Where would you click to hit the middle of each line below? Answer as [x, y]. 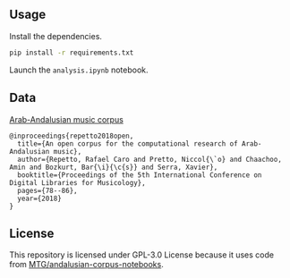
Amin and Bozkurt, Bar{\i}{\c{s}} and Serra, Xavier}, [114, 167]
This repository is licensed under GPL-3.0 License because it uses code [142, 255]
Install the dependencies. [56, 36]
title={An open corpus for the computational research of [128, 143]
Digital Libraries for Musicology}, [77, 182]
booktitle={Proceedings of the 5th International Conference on [140, 175]
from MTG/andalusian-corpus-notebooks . [86, 265]
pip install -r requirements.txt [72, 53]
